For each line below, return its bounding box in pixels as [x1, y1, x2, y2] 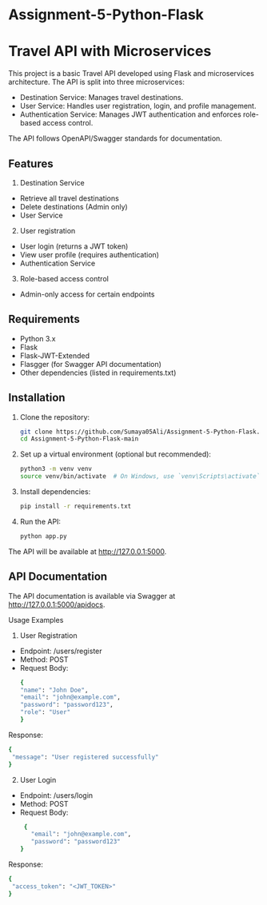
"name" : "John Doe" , [19, 686, 89, 694]
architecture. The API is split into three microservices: [8, 78, 185, 87]
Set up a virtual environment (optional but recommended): [19, 449, 212, 459]
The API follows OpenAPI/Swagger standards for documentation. [8, 134, 222, 143]
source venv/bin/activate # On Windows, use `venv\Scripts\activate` [19, 472, 261, 480]
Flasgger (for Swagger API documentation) [19, 359, 162, 369]
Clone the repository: [19, 412, 90, 421]
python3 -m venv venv [19, 465, 93, 473]
